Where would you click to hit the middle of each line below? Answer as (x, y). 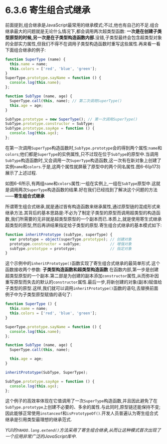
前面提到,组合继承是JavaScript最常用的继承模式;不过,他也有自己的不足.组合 (82, 25)
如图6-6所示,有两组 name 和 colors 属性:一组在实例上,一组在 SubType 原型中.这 (81, 183)
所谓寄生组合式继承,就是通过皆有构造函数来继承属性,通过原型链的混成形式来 (83, 206)
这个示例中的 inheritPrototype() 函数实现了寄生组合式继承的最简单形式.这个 (83, 263)
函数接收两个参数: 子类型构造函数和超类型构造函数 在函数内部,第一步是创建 (82, 269)
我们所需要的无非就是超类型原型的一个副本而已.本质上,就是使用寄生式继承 (86, 219)
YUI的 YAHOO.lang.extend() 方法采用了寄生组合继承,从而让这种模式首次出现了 (83, 430)
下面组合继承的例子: (26, 50)
